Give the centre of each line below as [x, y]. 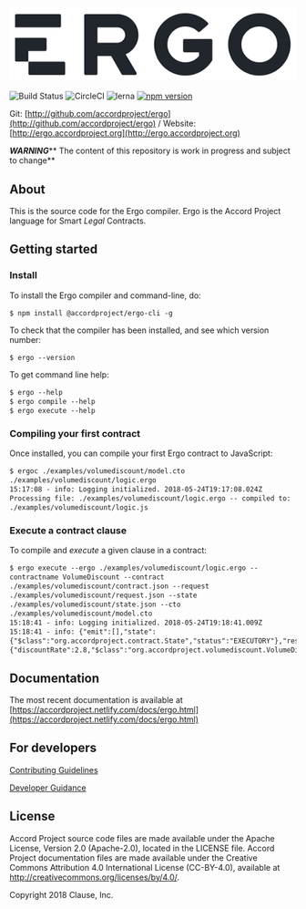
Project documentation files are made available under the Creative [133, 857]
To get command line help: [59, 374]
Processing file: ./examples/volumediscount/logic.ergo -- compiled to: [150, 498]
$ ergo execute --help [52, 410]
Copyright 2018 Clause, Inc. [61, 894]
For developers [53, 748]
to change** [32, 160]
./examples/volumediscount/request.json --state [103, 595]
